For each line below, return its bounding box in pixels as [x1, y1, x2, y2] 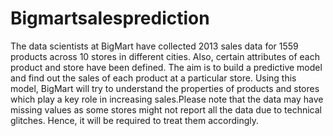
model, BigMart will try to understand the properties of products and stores [10, 82, 320, 94]
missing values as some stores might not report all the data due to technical [10, 103, 322, 116]
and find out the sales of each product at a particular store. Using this [10, 72, 297, 84]
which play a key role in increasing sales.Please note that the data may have [10, 93, 324, 105]
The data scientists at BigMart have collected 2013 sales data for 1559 [10, 40, 299, 52]
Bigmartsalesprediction [10, 7, 210, 30]
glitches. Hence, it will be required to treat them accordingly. [10, 114, 260, 126]
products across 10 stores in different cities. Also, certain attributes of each [10, 50, 320, 62]
